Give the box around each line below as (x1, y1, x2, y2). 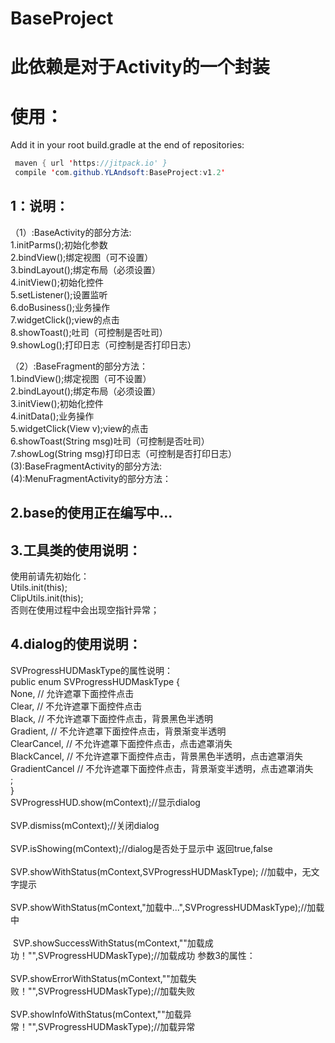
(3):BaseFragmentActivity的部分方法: (10, 460, 162, 472)
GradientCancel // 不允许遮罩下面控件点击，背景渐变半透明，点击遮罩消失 (10, 762, 314, 774)
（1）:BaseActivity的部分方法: (10, 226, 132, 238)
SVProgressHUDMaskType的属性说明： (10, 664, 174, 676)
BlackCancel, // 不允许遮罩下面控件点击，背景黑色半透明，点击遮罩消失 (10, 750, 304, 762)
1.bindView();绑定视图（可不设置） (10, 372, 152, 384)
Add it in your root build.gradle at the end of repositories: (10, 139, 245, 151)
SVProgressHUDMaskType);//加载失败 (37, 985, 196, 997)
